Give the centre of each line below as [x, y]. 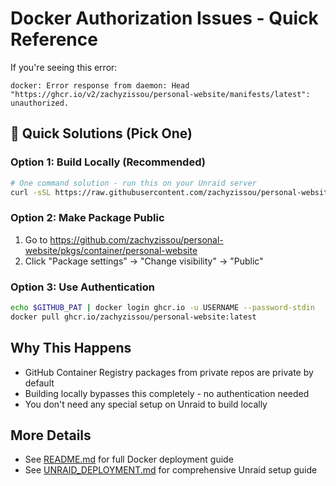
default [39, 383]
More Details [51, 435]
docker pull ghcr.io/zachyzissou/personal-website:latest [133, 317]
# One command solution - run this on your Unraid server [133, 183]
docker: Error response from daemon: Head [100, 85]
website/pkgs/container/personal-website [111, 250]
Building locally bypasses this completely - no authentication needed [167, 393]
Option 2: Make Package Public [87, 218]
